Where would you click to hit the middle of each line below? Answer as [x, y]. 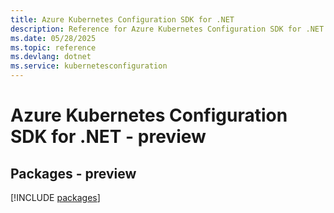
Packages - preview [73, 173]
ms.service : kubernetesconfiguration [89, 66]
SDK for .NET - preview [108, 137]
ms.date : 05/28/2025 [53, 38]
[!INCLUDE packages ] [55, 197]
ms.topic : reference [53, 47]
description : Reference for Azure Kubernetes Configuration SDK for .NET [167, 29]
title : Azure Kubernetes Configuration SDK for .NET [122, 19]
